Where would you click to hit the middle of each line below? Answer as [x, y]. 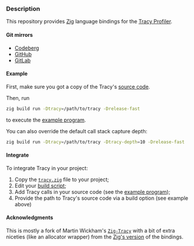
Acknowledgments [30, 217]
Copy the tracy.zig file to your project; [62, 179]
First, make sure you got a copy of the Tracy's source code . [78, 86]
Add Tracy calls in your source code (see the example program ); [92, 192]
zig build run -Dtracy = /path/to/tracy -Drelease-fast [73, 109]
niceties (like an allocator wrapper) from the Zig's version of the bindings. [95, 237]
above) [23, 204]
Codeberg [27, 48]
